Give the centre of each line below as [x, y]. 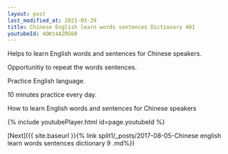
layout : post [27, 14]
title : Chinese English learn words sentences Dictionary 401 [101, 27]
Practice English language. [46, 81]
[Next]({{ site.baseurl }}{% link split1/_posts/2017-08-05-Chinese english [114, 136]
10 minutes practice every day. [52, 95]
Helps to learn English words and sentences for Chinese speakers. [105, 54]
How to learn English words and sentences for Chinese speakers [102, 108]
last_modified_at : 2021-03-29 [52, 20]
